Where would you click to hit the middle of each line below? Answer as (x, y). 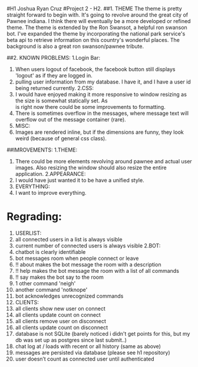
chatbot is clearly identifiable (50, 252)
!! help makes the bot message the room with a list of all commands (97, 271)
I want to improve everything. (51, 193)
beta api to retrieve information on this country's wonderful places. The (93, 40)
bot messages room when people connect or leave (77, 258)
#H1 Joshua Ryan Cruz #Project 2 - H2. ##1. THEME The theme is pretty (94, 9)
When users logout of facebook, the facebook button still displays (95, 69)
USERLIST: (28, 233)
